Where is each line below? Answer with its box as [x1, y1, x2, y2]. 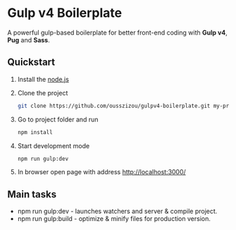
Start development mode [17, 141, 90, 150]
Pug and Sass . [7, 35, 51, 44]
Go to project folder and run [17, 115, 99, 123]
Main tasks [7, 188, 57, 200]
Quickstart [7, 56, 56, 68]
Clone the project [17, 88, 68, 97]
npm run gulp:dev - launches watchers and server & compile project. [17, 207, 218, 216]
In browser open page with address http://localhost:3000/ [17, 168, 187, 176]
